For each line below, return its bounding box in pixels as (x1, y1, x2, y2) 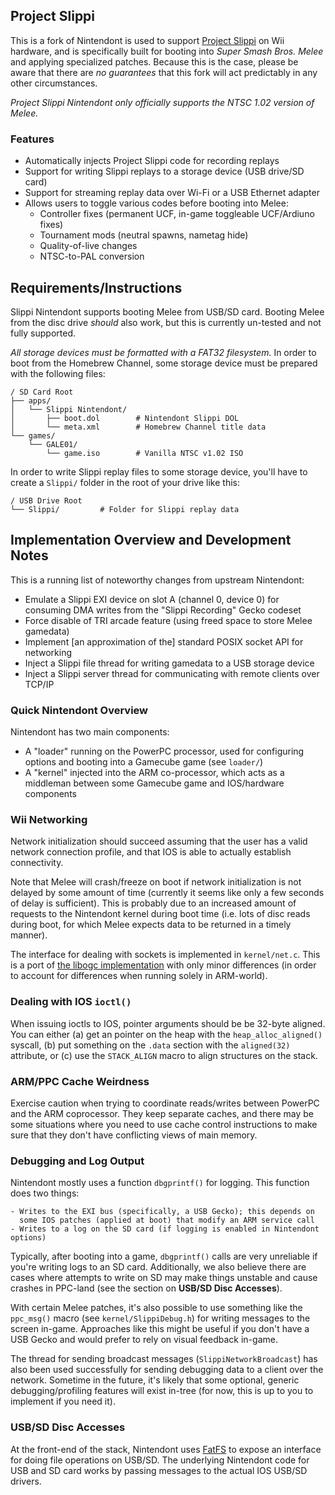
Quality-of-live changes (39, 240, 138, 252)
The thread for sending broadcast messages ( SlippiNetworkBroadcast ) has (10, 1353, 318, 1365)
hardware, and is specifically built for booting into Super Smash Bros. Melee (10, 45, 324, 57)
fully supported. (10, 327, 77, 339)
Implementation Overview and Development (10, 532, 292, 549)
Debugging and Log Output (10, 1154, 145, 1168)
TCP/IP (24, 678, 55, 690)
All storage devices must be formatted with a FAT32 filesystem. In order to (10, 346, 317, 358)
